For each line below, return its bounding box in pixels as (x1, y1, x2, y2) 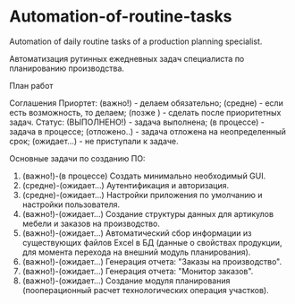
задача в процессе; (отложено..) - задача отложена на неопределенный (9, 126, 286, 136)
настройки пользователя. (21, 199, 121, 210)
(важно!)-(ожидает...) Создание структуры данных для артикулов (21, 208, 274, 219)
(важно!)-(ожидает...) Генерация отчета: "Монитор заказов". (21, 265, 254, 276)
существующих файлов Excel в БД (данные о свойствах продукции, (21, 237, 283, 248)
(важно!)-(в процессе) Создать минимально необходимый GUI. (21, 170, 266, 181)
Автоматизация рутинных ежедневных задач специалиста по (9, 53, 245, 64)
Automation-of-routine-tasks (9, 6, 232, 27)
